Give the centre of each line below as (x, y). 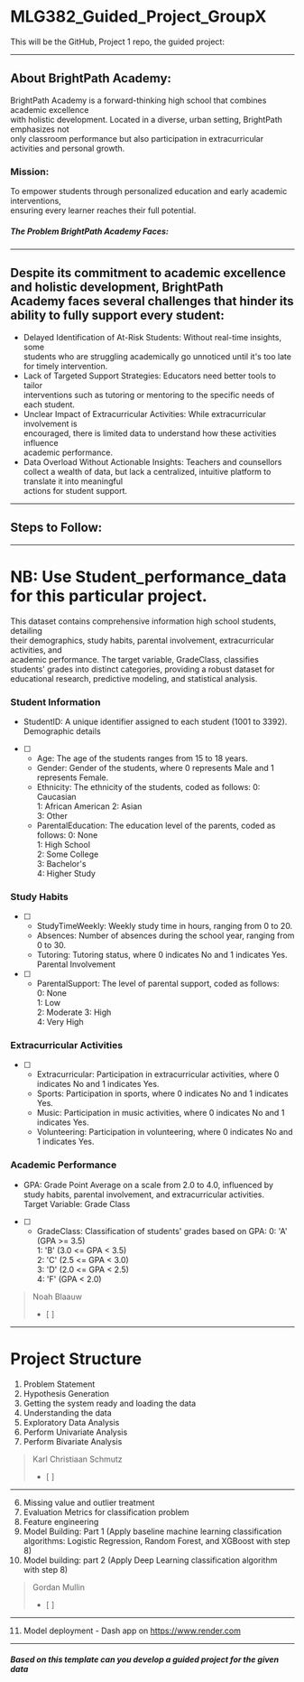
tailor (33, 385)
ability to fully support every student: (117, 316)
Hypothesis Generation (66, 1393)
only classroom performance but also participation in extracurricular (137, 138)
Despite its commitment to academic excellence (148, 273)
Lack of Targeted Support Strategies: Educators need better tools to (149, 376)
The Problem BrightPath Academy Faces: (90, 231)
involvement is (50, 423)
